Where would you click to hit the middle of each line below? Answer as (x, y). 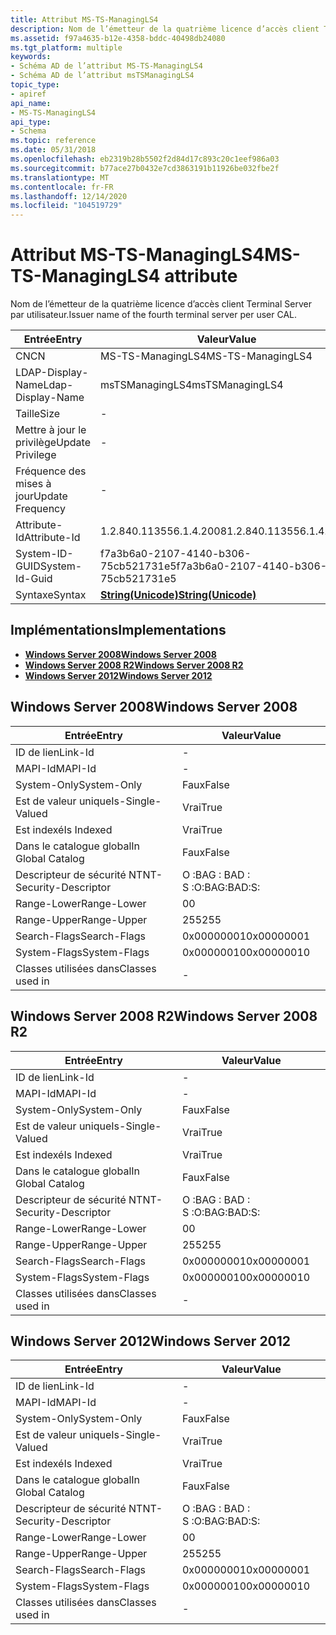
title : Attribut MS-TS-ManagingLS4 (84, 19)
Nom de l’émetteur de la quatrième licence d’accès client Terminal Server (161, 304)
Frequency (40, 509)
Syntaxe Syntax (51, 595)
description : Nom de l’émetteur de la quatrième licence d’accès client (165, 29)
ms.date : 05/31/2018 (53, 150)
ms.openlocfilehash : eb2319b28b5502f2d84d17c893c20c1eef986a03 (145, 159)
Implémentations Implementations (118, 630)
